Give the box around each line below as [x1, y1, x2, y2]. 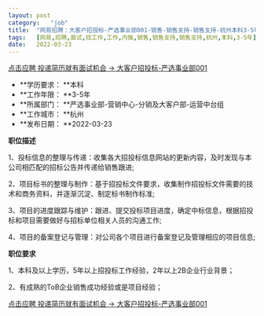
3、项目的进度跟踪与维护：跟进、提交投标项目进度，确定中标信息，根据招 [8, 206, 247, 215]
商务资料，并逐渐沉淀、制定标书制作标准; [21, 189, 156, 199]
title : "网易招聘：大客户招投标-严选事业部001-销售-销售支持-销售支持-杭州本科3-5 [8, 26, 254, 34]
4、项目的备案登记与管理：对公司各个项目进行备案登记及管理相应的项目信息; [8, 233, 256, 242]
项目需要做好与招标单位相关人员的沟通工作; [21, 215, 163, 225]
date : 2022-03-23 [8, 41, 72, 49]
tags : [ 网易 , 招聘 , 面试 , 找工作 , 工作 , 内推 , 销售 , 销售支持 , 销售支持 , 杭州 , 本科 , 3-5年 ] [8, 33, 257, 42]
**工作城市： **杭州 [19, 109, 84, 119]
